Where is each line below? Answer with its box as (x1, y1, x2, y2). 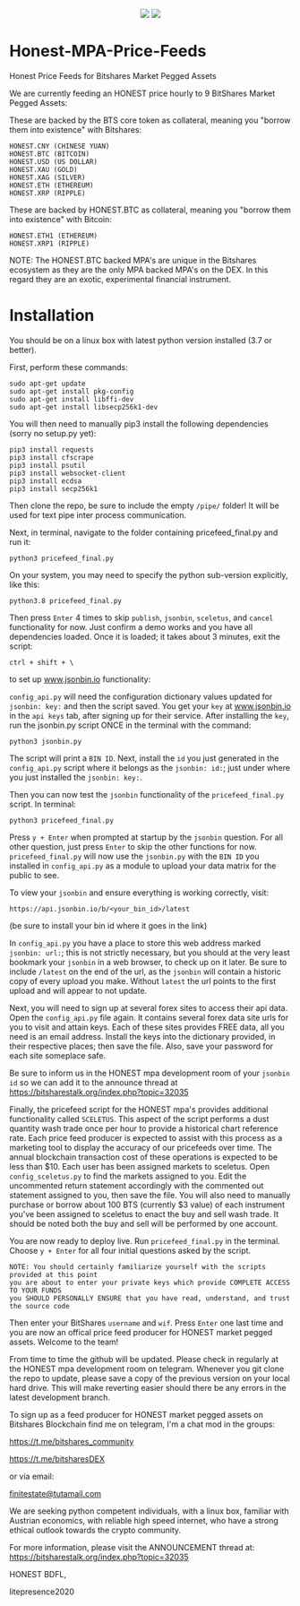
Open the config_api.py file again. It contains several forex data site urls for (9, 1012, 289, 1023)
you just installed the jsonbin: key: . (9, 772, 142, 782)
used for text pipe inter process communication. (9, 509, 186, 520)
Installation (9, 306, 95, 326)
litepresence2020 (9, 1586, 74, 1597)
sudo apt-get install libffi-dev (9, 394, 134, 403)
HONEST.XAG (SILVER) (9, 173, 87, 182)
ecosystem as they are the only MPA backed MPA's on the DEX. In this (9, 264, 269, 275)
